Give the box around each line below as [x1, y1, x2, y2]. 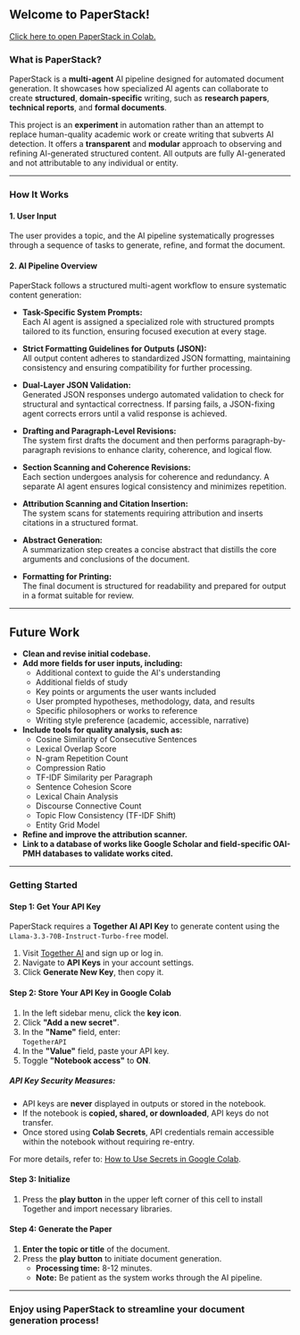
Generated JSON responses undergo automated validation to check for [21, 389, 285, 400]
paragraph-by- [231, 435, 287, 446]
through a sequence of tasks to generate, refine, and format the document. [9, 240, 286, 251]
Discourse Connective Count [35, 800, 142, 811]
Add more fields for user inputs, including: [21, 658, 183, 669]
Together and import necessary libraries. [21, 1203, 172, 1214]
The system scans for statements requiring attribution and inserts [21, 508, 263, 518]
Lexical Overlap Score [35, 743, 118, 755]
